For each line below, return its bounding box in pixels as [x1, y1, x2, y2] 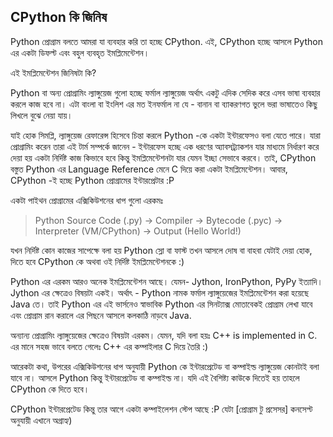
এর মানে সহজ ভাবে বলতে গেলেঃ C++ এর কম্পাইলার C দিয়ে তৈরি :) [10, 340, 209, 352]
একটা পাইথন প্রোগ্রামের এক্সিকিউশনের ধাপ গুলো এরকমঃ [10, 194, 163, 206]
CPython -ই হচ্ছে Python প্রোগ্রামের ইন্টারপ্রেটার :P [10, 174, 175, 186]
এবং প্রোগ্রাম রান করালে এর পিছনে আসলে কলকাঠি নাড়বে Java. [10, 309, 192, 321]
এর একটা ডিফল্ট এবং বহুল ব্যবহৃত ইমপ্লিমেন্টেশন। [10, 46, 150, 59]
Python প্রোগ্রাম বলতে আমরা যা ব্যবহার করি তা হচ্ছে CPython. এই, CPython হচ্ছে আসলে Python [10, 35, 323, 47]
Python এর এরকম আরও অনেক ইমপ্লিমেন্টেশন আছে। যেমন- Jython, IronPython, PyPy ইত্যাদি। [10, 275, 323, 287]
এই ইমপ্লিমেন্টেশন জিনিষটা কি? [10, 66, 97, 79]
